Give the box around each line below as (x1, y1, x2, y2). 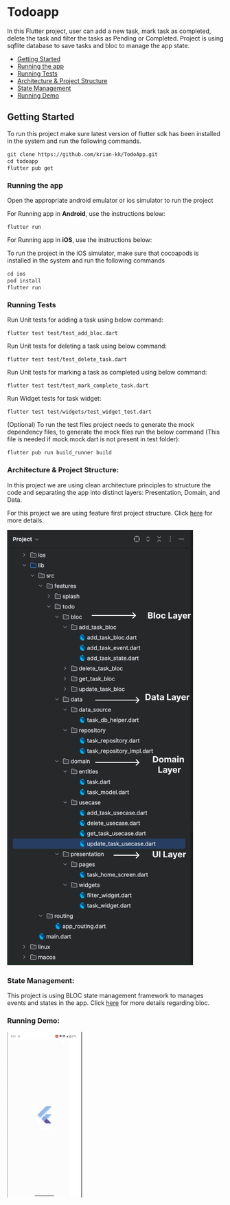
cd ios (7, 271, 26, 278)
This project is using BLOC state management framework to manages (7, 991, 204, 999)
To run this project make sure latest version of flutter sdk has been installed (7, 129, 221, 137)
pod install (7, 278, 41, 285)
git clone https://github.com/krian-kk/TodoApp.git (7, 151, 158, 158)
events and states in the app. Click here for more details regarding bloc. (7, 998, 210, 1007)
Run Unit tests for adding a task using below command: (7, 316, 163, 324)
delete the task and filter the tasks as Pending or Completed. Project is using (7, 34, 224, 42)
